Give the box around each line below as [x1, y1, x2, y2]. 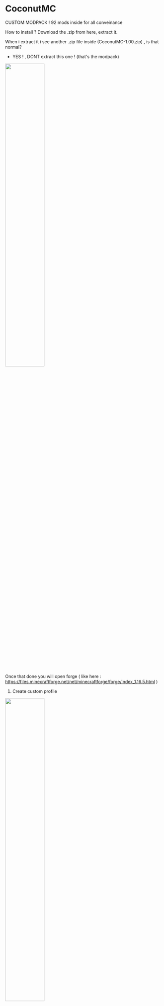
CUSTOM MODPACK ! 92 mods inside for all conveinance [5, 19, 123, 25]
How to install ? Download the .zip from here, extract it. [5, 29, 118, 35]
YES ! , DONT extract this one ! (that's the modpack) [12, 53, 119, 60]
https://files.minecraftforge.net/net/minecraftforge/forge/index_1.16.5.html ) [5, 678, 158, 684]
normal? [5, 44, 22, 50]
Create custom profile [12, 688, 57, 694]
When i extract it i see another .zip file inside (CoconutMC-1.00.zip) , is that [5, 38, 159, 45]
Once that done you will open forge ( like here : [5, 673, 101, 679]
